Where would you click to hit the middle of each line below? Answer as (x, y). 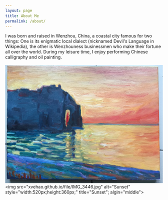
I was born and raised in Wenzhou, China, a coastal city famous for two (79, 36)
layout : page (19, 10)
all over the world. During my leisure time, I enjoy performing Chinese (77, 52)
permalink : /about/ (25, 21)
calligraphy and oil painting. (34, 57)
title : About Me (22, 16)
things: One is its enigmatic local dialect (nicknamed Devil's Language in (79, 41)
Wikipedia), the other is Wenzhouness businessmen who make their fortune (83, 46)
